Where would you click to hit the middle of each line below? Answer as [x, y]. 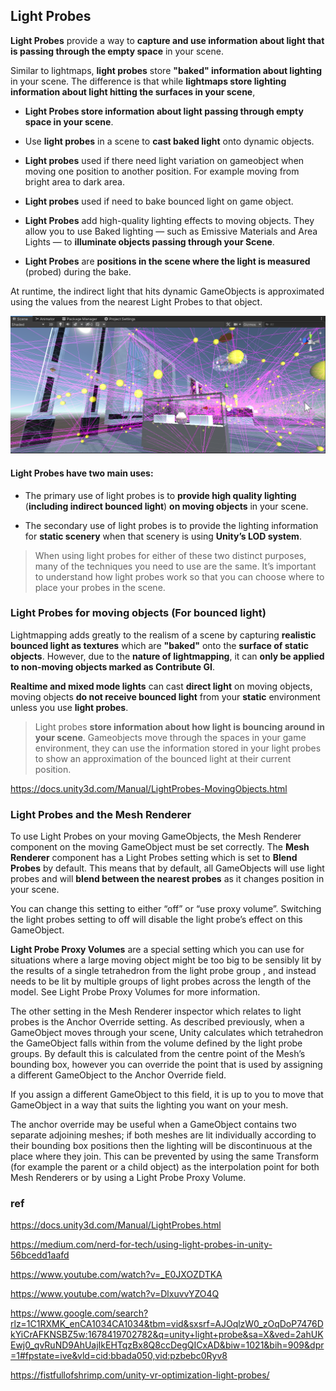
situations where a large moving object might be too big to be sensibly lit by [166, 960]
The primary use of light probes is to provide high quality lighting [160, 495]
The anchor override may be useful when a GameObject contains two [153, 1125]
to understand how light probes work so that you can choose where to [179, 576]
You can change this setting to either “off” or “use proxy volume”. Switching [166, 909]
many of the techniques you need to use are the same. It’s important [175, 566]
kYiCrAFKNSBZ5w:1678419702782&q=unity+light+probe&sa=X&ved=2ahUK [167, 1335]
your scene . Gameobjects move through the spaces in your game [170, 737]
